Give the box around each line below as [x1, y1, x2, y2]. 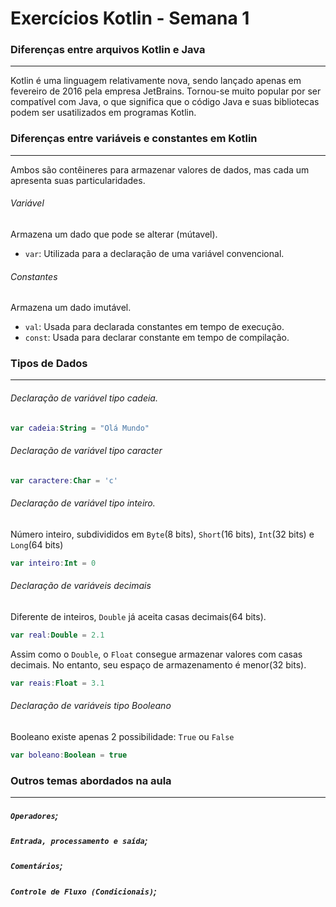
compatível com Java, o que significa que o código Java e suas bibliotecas [10, 96, 320, 108]
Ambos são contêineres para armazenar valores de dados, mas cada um [10, 163, 310, 176]
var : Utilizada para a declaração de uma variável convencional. [24, 247, 285, 259]
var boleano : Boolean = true [10, 750, 128, 760]
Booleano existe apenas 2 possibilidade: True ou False [10, 730, 235, 742]
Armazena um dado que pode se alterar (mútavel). [10, 228, 218, 240]
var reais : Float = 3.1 [10, 678, 105, 688]
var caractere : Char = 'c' [10, 475, 118, 486]
